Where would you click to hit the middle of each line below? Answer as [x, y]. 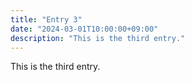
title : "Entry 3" [46, 19]
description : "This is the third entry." [98, 38]
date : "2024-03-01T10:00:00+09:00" [84, 29]
